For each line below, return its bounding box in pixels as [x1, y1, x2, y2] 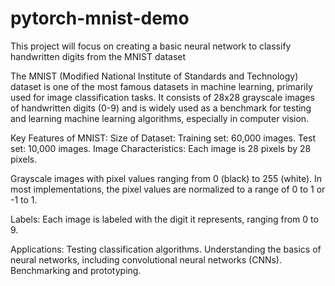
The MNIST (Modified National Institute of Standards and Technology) [10, 70, 299, 82]
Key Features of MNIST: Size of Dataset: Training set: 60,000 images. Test [10, 132, 317, 144]
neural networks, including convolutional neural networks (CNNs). [10, 253, 282, 266]
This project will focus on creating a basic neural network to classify [10, 40, 292, 52]
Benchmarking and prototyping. [10, 264, 142, 276]
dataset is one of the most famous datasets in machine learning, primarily [10, 80, 313, 92]
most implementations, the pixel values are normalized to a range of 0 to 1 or [10, 183, 326, 195]
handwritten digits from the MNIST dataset [10, 50, 187, 62]
